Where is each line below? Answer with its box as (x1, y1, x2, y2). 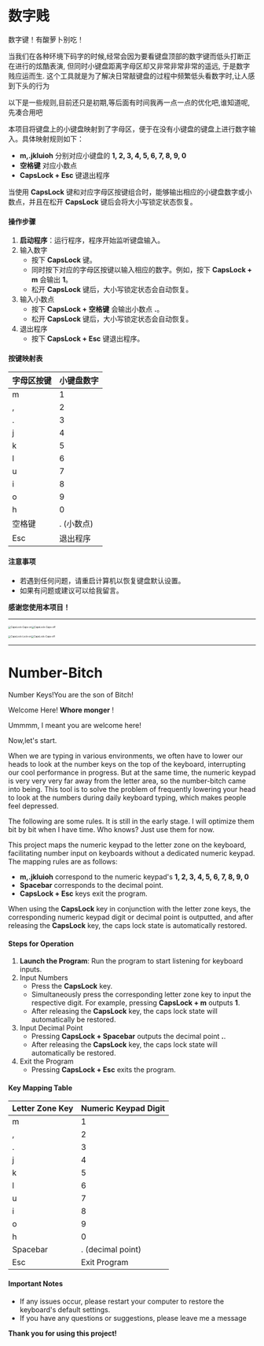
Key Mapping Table (8, 1083, 73, 1093)
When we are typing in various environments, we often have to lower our (8, 751, 244, 760)
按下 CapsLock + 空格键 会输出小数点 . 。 (31, 305, 164, 314)
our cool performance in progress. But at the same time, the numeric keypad (8, 768, 256, 778)
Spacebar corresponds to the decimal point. (19, 881, 163, 890)
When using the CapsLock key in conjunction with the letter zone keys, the (8, 904, 251, 914)
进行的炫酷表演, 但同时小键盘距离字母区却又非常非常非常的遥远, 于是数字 (14, 61, 250, 71)
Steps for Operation (8, 938, 75, 948)
